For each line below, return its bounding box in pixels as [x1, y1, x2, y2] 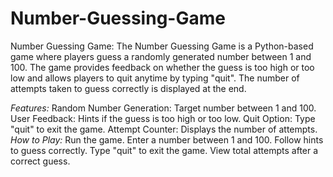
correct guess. [10, 155, 71, 167]
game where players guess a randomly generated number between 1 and [10, 50, 312, 62]
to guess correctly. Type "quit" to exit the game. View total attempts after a [10, 144, 319, 156]
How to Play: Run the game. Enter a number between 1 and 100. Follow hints [10, 133, 324, 146]
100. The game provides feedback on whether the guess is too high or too [10, 61, 315, 73]
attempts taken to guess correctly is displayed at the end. [10, 82, 247, 94]
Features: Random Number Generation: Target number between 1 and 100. [10, 102, 317, 114]
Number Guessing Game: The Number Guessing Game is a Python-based [10, 40, 314, 52]
